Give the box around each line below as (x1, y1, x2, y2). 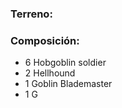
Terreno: (10, 7, 53, 21)
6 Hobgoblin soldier (24, 57, 107, 69)
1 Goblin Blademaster (24, 78, 113, 90)
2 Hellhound (24, 67, 76, 79)
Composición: (10, 33, 80, 47)
